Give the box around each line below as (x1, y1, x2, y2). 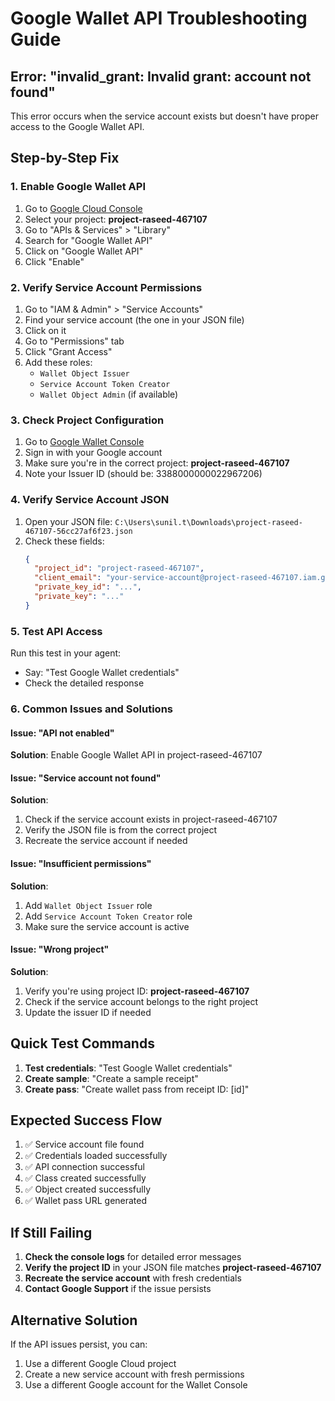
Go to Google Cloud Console (24, 202, 143, 214)
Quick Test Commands (10, 1035, 155, 1052)
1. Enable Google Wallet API (10, 180, 147, 194)
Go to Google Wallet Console (24, 436, 145, 448)
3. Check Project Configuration (10, 413, 165, 427)
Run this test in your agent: (10, 647, 122, 659)
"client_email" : (34, 573, 102, 583)
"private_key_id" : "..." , (34, 582, 142, 592)
